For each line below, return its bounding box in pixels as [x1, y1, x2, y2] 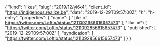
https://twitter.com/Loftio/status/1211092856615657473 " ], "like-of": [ [5, 20, 147, 25]
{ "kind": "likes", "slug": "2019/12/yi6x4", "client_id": [5, 4, 112, 10]
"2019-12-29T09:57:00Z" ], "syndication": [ [5, 30, 94, 36]
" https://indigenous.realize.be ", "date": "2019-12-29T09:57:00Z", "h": [5, 9, 147, 15]
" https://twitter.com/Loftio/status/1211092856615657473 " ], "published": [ [5, 25, 156, 31]
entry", [5, 15, 19, 20]
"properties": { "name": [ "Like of [19, 15, 87, 20]
